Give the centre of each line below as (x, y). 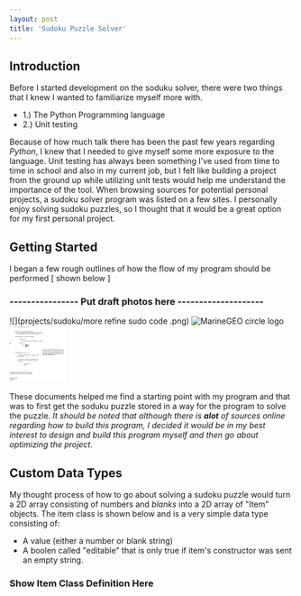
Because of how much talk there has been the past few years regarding (142, 142)
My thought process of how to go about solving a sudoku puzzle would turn (150, 495)
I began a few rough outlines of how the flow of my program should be (140, 269)
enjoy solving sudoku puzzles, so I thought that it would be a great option (146, 209)
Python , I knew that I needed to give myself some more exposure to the (142, 151)
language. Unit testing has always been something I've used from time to (145, 161)
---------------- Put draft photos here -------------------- (137, 302)
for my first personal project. (62, 219)
